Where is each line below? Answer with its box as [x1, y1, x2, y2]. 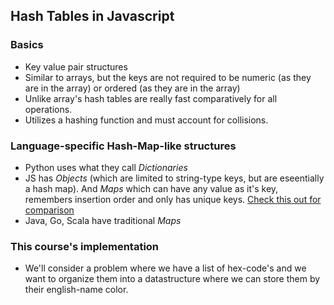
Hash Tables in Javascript [10, 8, 175, 25]
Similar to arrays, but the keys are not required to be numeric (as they [24, 71, 312, 83]
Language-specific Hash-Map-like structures [10, 139, 237, 153]
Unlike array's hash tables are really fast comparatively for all [24, 92, 278, 104]
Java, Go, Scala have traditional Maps [24, 214, 182, 226]
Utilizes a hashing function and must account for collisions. [24, 114, 269, 126]
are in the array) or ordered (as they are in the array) [24, 82, 241, 94]
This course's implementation [10, 239, 160, 253]
